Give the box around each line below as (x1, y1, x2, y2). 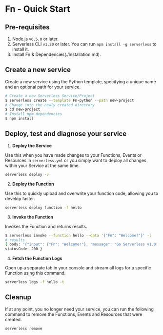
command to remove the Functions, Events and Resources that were (5, 311, 143, 317)
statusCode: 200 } (5, 246, 42, 252)
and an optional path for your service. (5, 84, 81, 90)
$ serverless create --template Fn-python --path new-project (5, 98, 134, 103)
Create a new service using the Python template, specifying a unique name (5, 78, 156, 84)
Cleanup (5, 293, 32, 302)
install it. (12, 47, 29, 52)
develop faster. (5, 195, 35, 201)
